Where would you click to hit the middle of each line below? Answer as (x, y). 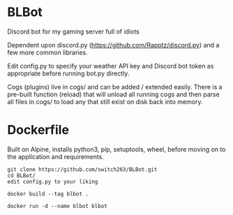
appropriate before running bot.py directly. (68, 73)
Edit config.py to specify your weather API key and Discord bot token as (111, 66)
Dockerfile (38, 130)
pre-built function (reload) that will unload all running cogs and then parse (113, 94)
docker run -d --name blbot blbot (58, 206)
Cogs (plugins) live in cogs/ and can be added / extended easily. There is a (115, 87)
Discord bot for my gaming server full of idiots (73, 31)
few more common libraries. (48, 52)
